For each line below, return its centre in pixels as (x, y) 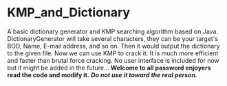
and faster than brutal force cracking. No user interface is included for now (113, 60)
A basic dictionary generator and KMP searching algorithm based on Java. (113, 31)
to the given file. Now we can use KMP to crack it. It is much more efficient (113, 53)
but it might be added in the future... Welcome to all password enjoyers (109, 68)
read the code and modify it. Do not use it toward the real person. (102, 75)
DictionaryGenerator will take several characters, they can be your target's (113, 38)
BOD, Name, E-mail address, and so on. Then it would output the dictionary (113, 46)
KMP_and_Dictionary (69, 13)
